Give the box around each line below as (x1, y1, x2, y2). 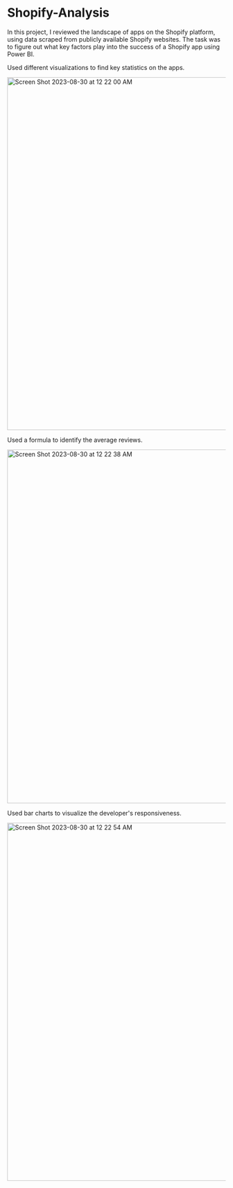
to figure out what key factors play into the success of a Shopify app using (7, 42, 221, 51)
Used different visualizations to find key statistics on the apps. (7, 63, 185, 71)
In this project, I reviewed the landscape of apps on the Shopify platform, (7, 28, 216, 36)
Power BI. (7, 50, 35, 58)
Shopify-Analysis (7, 5, 110, 21)
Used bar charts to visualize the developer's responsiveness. (7, 809, 182, 817)
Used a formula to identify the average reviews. (7, 436, 143, 444)
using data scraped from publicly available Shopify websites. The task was (7, 35, 221, 43)
